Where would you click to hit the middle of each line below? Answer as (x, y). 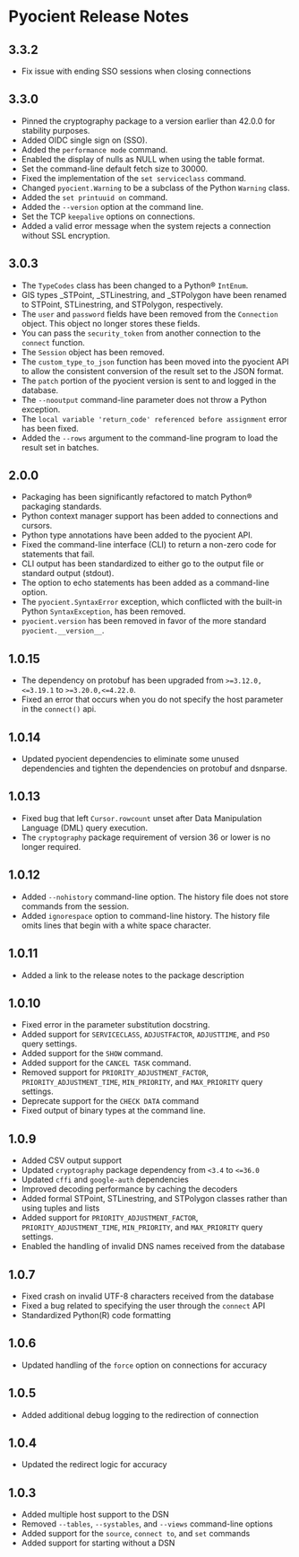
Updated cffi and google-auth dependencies (105, 1180)
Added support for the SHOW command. (92, 1054)
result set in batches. (60, 447)
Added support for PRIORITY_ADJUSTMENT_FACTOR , (110, 1218)
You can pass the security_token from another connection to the (141, 333)
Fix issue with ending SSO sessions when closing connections (136, 71)
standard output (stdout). (68, 573)
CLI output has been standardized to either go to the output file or (143, 564)
